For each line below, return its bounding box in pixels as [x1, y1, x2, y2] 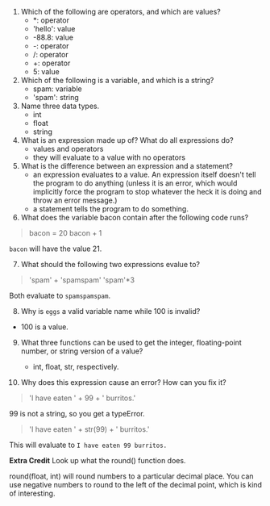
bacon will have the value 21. [9, 244, 102, 253]
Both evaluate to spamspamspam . [9, 291, 111, 300]
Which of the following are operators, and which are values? [20, 7, 221, 16]
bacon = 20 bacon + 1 [28, 228, 102, 237]
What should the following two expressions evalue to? [20, 260, 201, 269]
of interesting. [9, 488, 56, 498]
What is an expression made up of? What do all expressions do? [20, 136, 234, 144]
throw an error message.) [32, 195, 118, 205]
